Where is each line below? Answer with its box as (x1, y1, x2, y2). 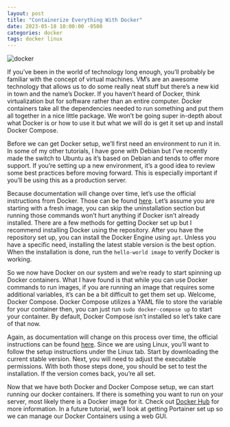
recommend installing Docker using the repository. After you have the (7, 226, 204, 234)
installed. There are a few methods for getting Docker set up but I (7, 219, 192, 227)
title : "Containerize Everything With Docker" (7, 17, 143, 23)
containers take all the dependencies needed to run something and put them (7, 105, 224, 113)
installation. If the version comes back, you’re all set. (7, 369, 156, 378)
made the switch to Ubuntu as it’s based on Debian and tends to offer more (7, 154, 220, 162)
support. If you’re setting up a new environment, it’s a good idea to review (7, 162, 216, 170)
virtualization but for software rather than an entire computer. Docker (7, 97, 203, 105)
